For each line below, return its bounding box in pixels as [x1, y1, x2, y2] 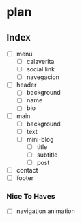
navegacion [26, 73, 59, 81]
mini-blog [26, 135, 54, 143]
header [16, 80, 37, 89]
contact [16, 166, 38, 174]
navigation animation [16, 207, 76, 215]
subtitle [36, 151, 58, 159]
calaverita [26, 58, 55, 66]
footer [16, 174, 34, 182]
